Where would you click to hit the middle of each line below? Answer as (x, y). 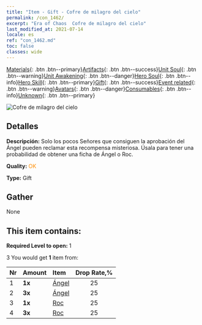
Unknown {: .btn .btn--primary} (57, 95)
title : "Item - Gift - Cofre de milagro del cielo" (73, 12)
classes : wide (24, 52)
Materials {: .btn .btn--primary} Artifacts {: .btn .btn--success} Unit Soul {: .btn (102, 69)
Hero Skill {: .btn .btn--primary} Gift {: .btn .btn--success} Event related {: (107, 82)
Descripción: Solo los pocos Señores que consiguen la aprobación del (95, 141)
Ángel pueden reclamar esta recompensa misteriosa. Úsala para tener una (100, 148)
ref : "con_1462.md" (31, 40)
